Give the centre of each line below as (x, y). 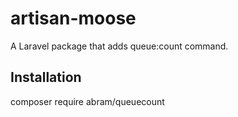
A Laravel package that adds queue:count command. (119, 46)
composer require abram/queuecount (87, 101)
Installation (46, 77)
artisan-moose (73, 18)
